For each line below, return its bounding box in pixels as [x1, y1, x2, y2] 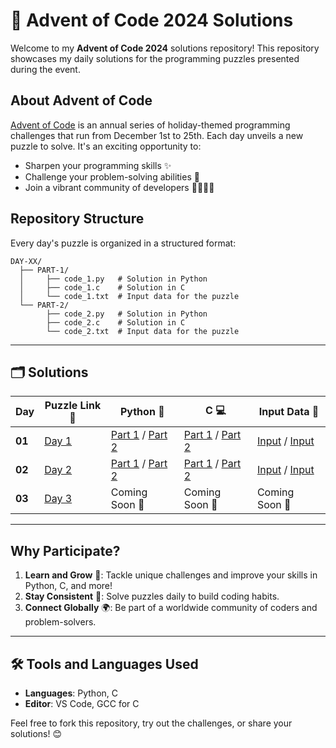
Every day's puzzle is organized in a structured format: [10, 237, 237, 249]
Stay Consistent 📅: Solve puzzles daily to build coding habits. [24, 590, 280, 603]
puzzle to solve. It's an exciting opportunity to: [10, 140, 202, 152]
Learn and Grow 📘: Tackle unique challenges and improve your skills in [24, 569, 318, 581]
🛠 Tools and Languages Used [10, 655, 199, 673]
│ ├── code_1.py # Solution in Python [19, 274, 208, 284]
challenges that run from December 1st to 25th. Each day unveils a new [10, 129, 304, 141]
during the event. [10, 63, 81, 75]
